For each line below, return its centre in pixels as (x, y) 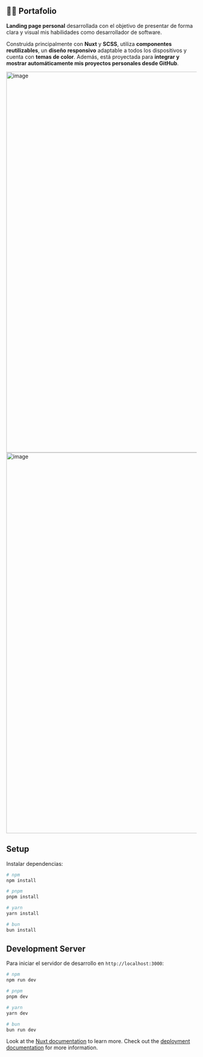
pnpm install (23, 897)
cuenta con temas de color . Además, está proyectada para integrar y (93, 57)
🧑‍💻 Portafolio (31, 11)
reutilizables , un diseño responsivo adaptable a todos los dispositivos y (97, 50)
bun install (21, 930)
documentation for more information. (52, 1048)
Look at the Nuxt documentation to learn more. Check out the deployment (98, 1041)
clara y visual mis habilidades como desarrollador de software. (84, 32)
